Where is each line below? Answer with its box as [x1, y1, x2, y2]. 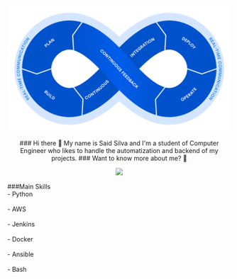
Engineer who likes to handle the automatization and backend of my [20, 147, 219, 155]
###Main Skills [7, 183, 51, 191]
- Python [7, 190, 33, 198]
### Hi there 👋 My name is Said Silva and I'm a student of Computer [19, 139, 219, 147]
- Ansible [7, 250, 34, 258]
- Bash [7, 265, 27, 274]
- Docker [7, 235, 33, 244]
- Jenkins [7, 220, 35, 229]
